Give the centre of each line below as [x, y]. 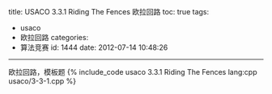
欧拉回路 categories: [54, 37]
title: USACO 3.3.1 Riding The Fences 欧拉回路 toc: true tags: [108, 12]
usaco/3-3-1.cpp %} [42, 81]
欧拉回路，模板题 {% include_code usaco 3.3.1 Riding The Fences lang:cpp [133, 72]
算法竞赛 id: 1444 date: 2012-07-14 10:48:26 [94, 47]
